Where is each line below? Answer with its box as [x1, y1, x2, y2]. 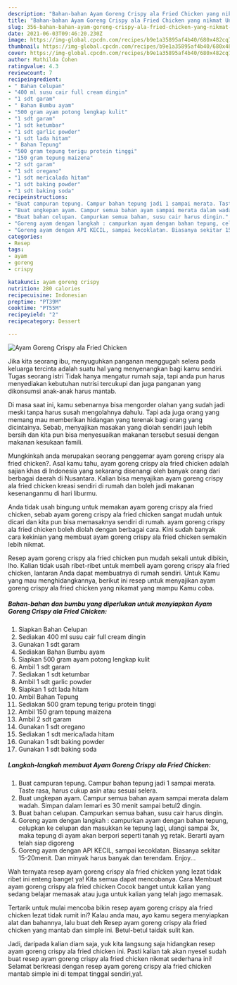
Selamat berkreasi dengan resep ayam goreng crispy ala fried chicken [8, 962, 212, 970]
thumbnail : [8, 43, 40, 50]
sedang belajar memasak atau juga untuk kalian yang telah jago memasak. [8, 889, 224, 898]
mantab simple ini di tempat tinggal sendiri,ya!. [8, 969, 143, 978]
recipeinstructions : [8, 194, 69, 201]
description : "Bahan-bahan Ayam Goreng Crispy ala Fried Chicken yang [8, 10, 219, 18]
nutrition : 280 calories [8, 285, 81, 292]
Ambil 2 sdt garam [18, 714, 72, 723]
